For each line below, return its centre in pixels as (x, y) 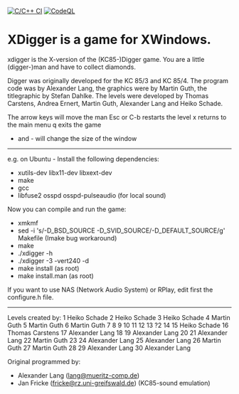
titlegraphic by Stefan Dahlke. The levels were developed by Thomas (108, 95)
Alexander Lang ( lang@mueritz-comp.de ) (79, 375)
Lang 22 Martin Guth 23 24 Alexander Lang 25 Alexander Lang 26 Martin (115, 340)
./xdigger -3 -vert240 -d (53, 260)
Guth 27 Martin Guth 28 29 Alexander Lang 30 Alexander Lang (99, 348)
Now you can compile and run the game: (67, 209)
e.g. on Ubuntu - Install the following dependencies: (84, 159)
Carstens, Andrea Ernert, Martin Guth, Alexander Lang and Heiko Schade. (115, 103)
